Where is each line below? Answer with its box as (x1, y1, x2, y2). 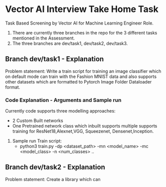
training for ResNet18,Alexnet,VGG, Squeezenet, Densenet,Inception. (12, 128, 154, 134)
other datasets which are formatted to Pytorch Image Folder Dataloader (5, 78, 152, 84)
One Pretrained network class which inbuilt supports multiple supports (12, 123, 158, 129)
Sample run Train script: (12, 138, 62, 144)
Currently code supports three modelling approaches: (5, 108, 116, 114)
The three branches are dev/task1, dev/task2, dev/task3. (12, 40, 128, 46)
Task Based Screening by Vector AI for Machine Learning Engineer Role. (5, 20, 154, 26)
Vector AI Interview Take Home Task (5, 3, 159, 15)
